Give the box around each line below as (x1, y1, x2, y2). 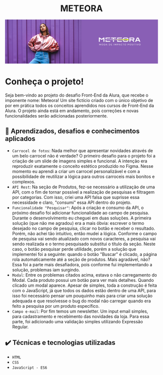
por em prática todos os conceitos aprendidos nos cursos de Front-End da (5, 103, 154, 109)
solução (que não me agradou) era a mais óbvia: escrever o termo (12, 220, 145, 226)
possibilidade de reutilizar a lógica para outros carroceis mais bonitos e (12, 174, 155, 179)
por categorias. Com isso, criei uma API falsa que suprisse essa (12, 194, 140, 200)
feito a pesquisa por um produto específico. (12, 303, 100, 309)
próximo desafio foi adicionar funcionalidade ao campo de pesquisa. (12, 210, 149, 216)
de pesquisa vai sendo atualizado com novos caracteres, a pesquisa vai (12, 236, 156, 241)
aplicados (5, 135, 35, 143)
